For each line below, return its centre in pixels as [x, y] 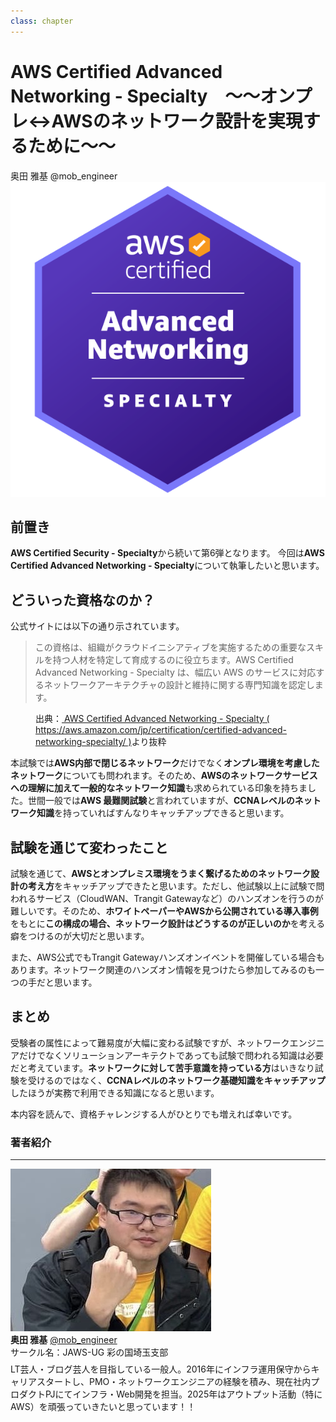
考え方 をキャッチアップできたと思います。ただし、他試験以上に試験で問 [176, 886]
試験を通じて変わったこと [89, 847]
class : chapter [42, 21]
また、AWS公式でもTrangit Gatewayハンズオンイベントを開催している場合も [167, 957]
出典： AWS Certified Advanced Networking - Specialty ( [152, 719]
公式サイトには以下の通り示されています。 [97, 626]
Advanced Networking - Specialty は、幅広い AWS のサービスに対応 [175, 672]
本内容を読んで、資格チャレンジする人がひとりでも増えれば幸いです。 [154, 1114]
